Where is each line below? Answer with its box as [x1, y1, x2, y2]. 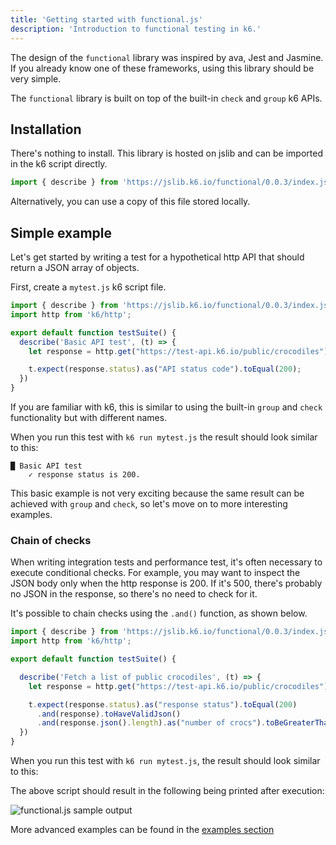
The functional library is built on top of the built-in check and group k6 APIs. [10, 92, 323, 104]
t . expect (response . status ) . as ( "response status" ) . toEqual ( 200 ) [28, 699, 298, 710]
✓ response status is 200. [28, 470, 141, 480]
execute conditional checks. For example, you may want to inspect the [10, 567, 301, 579]
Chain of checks [10, 533, 92, 547]
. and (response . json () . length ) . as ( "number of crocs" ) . [36, 718, 267, 728]
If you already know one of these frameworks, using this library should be [10, 62, 315, 74]
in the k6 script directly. [10, 158, 108, 170]
